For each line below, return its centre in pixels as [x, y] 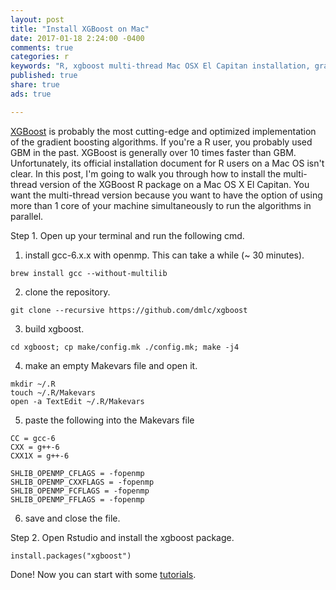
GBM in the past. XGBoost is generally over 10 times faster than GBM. [153, 152]
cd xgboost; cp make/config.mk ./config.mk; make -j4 [125, 347]
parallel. [27, 216]
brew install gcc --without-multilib [89, 273]
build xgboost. [54, 328]
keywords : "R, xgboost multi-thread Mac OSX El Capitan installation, [160, 66]
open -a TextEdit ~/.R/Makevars [77, 401]
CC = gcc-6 [33, 438]
